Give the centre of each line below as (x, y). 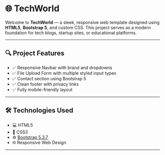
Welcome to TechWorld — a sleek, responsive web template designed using (82, 22)
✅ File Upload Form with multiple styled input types (64, 73)
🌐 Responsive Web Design (39, 142)
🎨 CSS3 (20, 132)
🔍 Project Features (35, 54)
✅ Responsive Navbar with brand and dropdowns (62, 67)
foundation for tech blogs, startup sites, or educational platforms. (71, 33)
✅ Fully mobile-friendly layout (42, 89)
